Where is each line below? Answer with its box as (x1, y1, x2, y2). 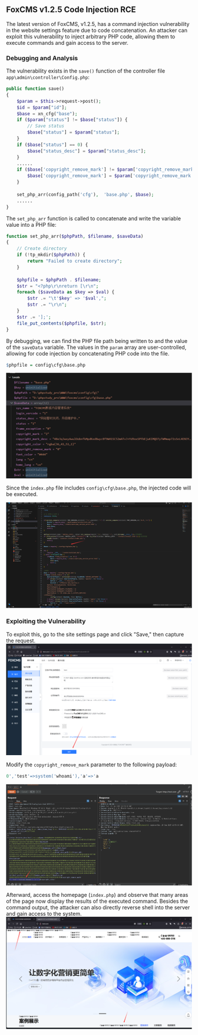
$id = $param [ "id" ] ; (16, 105, 67, 110)
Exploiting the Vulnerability (6, 617, 86, 625)
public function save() (6, 86, 65, 92)
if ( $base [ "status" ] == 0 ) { (16, 142, 88, 148)
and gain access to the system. (6, 910, 82, 917)
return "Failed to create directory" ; (27, 258, 123, 265)
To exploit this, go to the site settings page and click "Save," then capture (6, 631, 184, 638)
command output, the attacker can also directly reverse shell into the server (6, 903, 190, 911)
